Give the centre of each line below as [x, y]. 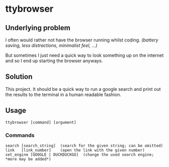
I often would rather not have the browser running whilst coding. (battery [82, 40]
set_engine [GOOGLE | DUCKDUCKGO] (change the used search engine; [80, 154]
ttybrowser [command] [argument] [41, 122]
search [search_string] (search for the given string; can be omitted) [84, 146]
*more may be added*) [28, 159]
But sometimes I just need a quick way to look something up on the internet [84, 55]
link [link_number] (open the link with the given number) [75, 150]
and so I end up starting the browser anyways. [54, 61]
